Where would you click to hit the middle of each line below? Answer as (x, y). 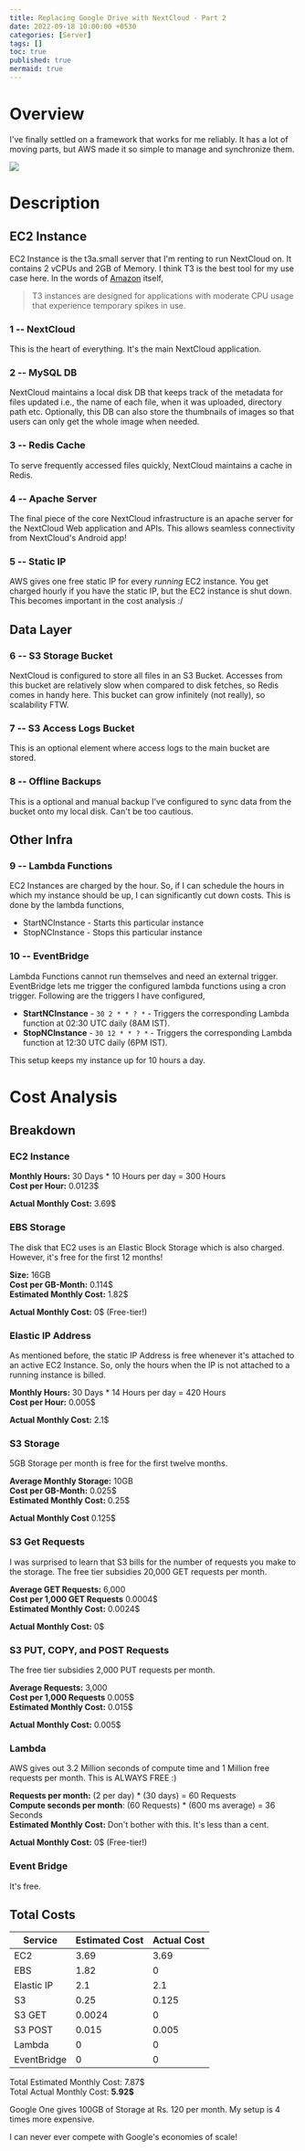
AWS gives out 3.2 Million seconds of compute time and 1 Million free (140, 1768)
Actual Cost (179, 1940)
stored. (23, 758)
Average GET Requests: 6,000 (68, 1589)
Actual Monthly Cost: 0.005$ (65, 1724)
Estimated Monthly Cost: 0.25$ (70, 1501)
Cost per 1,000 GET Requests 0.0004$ (84, 1598)
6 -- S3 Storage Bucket (61, 656)
